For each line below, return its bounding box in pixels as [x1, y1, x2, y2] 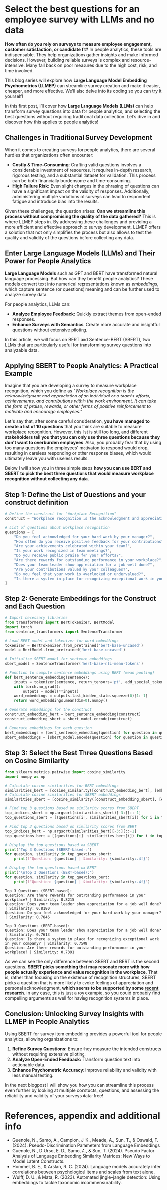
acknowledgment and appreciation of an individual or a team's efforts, [5, 393, 151, 399]
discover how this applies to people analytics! [5, 119, 98, 125]
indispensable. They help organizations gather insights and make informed [5, 51, 158, 58]
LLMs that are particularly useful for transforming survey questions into [5, 342, 152, 348]
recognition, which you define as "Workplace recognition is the [5, 388, 134, 394]
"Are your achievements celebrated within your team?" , [14, 544, 133, 549]
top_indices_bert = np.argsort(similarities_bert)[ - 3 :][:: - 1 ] [5, 829, 137, 834]
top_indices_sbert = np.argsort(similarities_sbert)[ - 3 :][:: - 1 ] [5, 810, 141, 816]
